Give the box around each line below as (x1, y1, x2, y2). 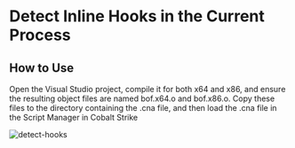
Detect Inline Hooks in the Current (9, 6, 265, 27)
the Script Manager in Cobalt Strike (9, 113, 139, 122)
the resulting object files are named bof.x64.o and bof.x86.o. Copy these (9, 93, 275, 104)
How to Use (9, 60, 75, 75)
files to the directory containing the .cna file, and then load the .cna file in (9, 103, 277, 113)
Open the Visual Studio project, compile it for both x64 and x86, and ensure (9, 84, 286, 94)
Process (9, 25, 71, 45)
